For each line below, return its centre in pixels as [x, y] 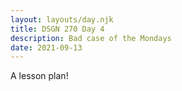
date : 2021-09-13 [46, 47]
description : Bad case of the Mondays [91, 38]
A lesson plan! [39, 76]
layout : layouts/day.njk [62, 19]
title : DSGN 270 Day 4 [57, 29]
